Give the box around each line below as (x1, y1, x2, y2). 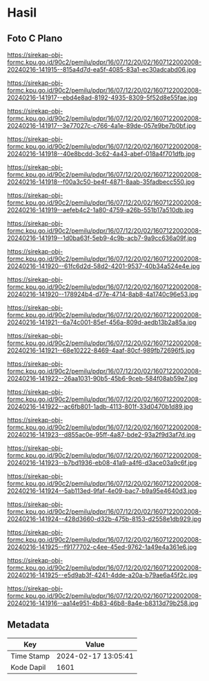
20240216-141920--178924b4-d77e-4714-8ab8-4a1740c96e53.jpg (7, 290, 199, 298)
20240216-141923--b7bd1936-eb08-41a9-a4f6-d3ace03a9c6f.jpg (7, 458, 197, 467)
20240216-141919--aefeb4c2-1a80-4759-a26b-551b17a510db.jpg (7, 206, 195, 214)
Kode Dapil (10, 662, 46, 672)
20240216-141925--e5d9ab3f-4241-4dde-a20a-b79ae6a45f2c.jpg (7, 571, 198, 579)
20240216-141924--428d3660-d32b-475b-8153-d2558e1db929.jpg (7, 515, 201, 523)
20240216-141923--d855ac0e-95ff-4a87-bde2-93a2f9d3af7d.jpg (7, 431, 196, 438)
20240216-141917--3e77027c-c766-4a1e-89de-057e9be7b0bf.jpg (7, 122, 197, 129)
